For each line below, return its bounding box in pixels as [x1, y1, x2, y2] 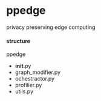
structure [6, 37, 31, 44]
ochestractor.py [15, 75, 55, 82]
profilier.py [15, 82, 42, 89]
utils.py [15, 88, 34, 95]
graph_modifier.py [15, 69, 61, 76]
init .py [15, 63, 31, 70]
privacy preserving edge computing [6, 23, 96, 31]
